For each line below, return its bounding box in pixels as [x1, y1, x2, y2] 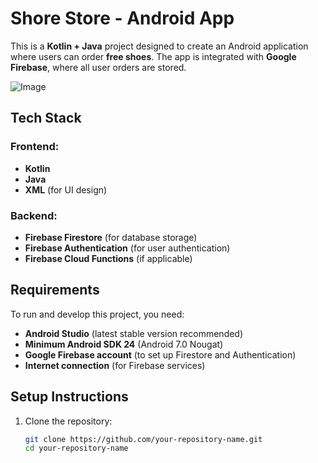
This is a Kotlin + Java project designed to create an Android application [10, 40, 309, 52]
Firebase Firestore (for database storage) [24, 231, 198, 243]
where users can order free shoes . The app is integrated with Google [10, 50, 297, 62]
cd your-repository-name [24, 443, 129, 454]
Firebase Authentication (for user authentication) [24, 242, 231, 254]
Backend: [10, 208, 58, 222]
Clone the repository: [24, 415, 113, 427]
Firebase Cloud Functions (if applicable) [24, 252, 193, 264]
